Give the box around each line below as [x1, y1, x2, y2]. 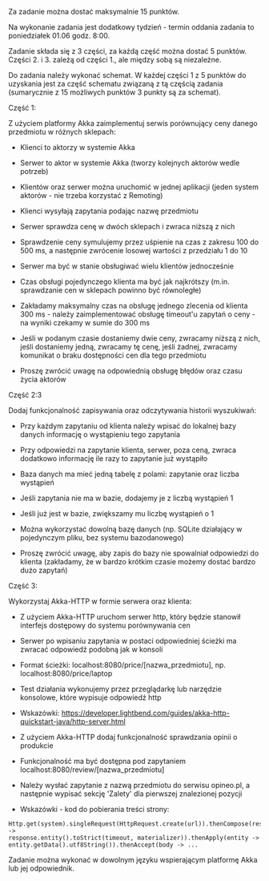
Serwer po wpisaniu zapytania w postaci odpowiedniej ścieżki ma [19, 637, 237, 645]
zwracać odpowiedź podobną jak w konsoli [19, 645, 163, 654]
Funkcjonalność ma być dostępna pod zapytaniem [19, 757, 187, 766]
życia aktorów [19, 374, 66, 384]
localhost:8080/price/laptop [19, 669, 113, 678]
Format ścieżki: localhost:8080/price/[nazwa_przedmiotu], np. [19, 661, 227, 669]
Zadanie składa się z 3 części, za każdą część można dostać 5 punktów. [8, 46, 247, 55]
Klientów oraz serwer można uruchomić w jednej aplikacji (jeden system [19, 182, 259, 192]
